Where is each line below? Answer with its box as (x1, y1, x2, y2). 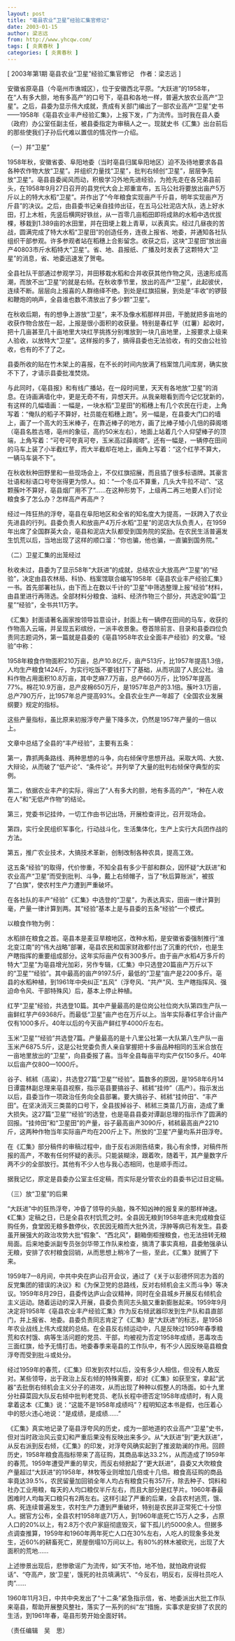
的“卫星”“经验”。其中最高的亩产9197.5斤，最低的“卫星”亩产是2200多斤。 (7, 969, 216, 977)
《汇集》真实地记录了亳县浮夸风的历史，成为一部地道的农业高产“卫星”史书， (7, 1424, 227, 1432)
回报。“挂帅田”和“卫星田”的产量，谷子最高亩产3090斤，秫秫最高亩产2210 (7, 1118, 219, 1127)
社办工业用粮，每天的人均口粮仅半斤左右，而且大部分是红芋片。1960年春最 (7, 1485, 224, 1493)
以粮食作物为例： (7, 919, 57, 928)
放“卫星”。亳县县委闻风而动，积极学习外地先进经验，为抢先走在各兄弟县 (7, 175, 215, 183)
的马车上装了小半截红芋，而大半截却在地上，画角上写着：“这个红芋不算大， (7, 445, 225, 453)
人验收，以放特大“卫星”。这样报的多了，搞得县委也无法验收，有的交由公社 (7, 336, 222, 344)
